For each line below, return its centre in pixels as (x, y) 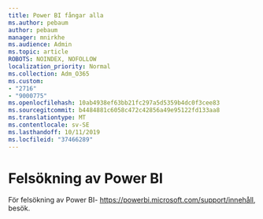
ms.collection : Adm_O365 (49, 74)
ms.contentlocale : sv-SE (49, 125)
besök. (19, 208)
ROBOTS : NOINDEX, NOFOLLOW (52, 60)
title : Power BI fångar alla (56, 15)
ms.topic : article (38, 52)
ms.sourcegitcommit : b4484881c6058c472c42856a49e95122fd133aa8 (114, 111)
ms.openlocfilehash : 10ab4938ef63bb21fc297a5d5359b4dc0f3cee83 (114, 103)
